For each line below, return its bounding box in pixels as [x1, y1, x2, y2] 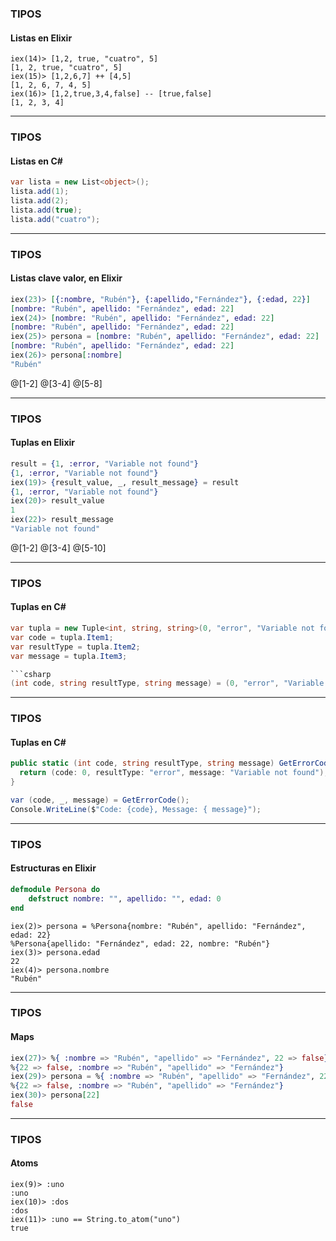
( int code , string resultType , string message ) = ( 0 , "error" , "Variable [10, 678, 325, 689]
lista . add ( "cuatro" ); [10, 214, 101, 224]
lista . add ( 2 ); [10, 196, 70, 206]
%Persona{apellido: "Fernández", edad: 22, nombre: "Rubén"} [10, 938, 271, 949]
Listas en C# [10, 155, 63, 167]
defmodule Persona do [10, 884, 101, 894]
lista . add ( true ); [10, 205, 83, 215]
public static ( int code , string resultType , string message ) [10, 758, 275, 769]
